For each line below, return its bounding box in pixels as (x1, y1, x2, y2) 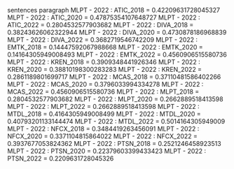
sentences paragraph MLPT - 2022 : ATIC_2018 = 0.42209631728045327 (7, 6, 221, 14)
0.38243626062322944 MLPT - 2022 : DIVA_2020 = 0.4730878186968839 (7, 28, 227, 36)
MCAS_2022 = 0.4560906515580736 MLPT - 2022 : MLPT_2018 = (7, 87, 200, 96)
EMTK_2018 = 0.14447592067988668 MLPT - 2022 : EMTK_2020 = (7, 43, 203, 51)
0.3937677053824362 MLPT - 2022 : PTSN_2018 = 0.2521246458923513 (7, 140, 222, 147)
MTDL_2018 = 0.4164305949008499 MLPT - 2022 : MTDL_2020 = (7, 110, 201, 118)
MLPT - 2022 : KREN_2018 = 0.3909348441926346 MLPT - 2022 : (7, 58, 201, 66)
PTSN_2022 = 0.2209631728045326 (7, 154, 114, 163)
